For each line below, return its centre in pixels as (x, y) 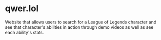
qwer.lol (22, 9)
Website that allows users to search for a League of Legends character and (81, 22)
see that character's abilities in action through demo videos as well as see (79, 27)
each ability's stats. (24, 32)
